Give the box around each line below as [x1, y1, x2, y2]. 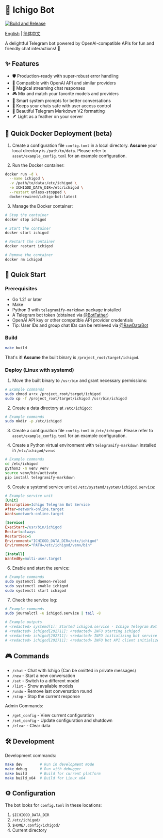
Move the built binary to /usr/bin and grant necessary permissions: [12, 378, 147, 383]
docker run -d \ [5, 172, 38, 177]
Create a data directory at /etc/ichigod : [12, 405, 92, 411]
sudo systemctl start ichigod [5, 588, 66, 593]
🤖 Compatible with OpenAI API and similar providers [12, 80, 116, 86]
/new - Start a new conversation [12, 673, 75, 678]
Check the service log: [12, 597, 57, 603]
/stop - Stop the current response [12, 693, 80, 699]
